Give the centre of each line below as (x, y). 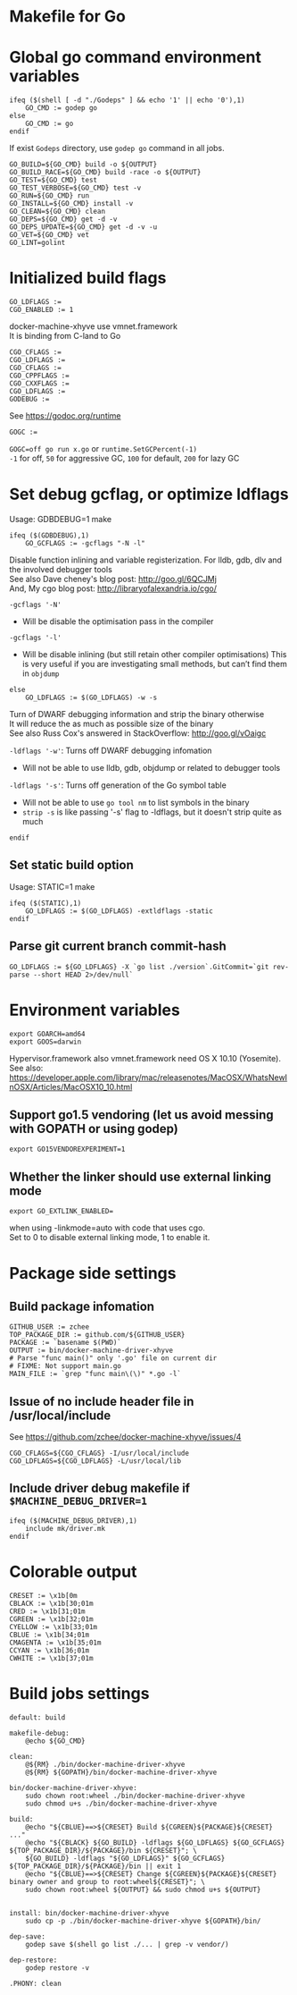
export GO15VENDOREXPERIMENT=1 (67, 1150)
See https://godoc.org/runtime (66, 416)
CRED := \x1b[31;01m (48, 1611)
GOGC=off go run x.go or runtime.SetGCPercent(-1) (103, 449)
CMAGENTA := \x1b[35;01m (55, 1643)
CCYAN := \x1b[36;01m (49, 1650)
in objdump (41, 673)
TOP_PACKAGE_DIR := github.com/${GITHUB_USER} (97, 1335)
